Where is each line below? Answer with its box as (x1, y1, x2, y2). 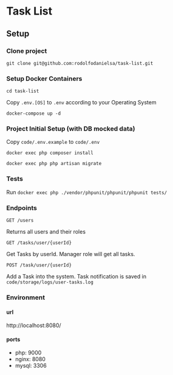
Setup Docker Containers (6, 74, 83, 83)
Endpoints (6, 203, 38, 212)
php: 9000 (15, 349, 42, 356)
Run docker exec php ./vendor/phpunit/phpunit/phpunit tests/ (6, 188, 168, 195)
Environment (6, 293, 46, 302)
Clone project (6, 47, 47, 55)
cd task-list (6, 88, 39, 95)
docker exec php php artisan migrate (6, 161, 102, 167)
